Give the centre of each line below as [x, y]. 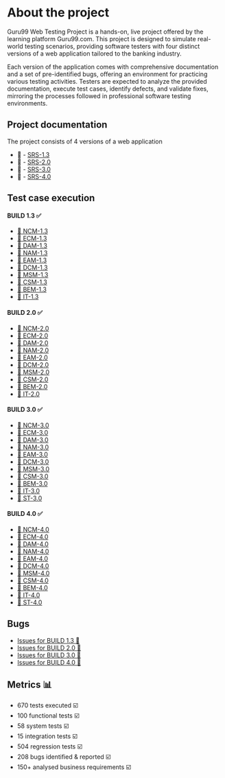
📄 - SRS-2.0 [34, 162]
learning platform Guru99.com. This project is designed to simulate [102, 38]
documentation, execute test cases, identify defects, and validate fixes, [108, 89]
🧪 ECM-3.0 [33, 432]
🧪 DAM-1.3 [32, 246]
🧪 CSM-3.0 [33, 476]
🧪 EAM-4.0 [33, 558]
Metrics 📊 [30, 685]
